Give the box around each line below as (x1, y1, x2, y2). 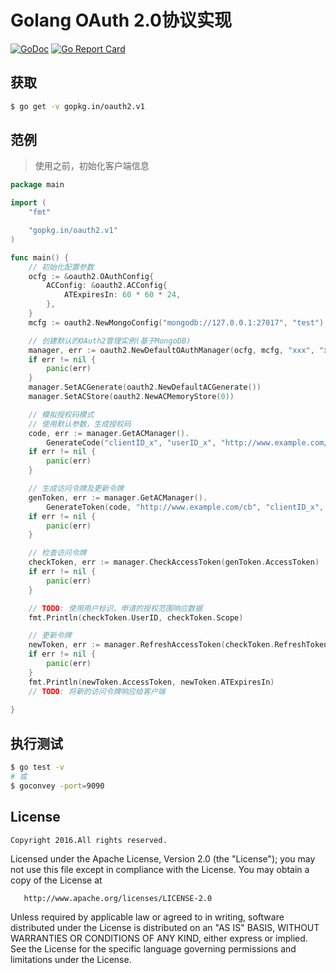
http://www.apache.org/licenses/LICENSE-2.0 (23, 893, 213, 903)
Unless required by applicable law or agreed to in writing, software (10, 911, 285, 923)
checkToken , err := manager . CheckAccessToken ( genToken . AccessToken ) (28, 557, 320, 568)
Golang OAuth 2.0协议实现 (10, 9, 232, 32)
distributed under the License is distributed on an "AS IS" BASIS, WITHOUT (10, 921, 320, 933)
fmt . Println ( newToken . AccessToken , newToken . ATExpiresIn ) (28, 677, 275, 687)
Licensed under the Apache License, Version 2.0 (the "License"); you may (10, 852, 316, 865)
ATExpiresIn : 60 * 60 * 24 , (63, 290, 182, 300)
